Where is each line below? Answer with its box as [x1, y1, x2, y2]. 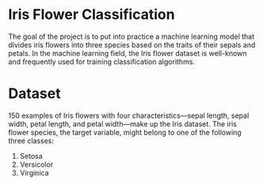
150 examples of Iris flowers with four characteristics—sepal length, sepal [8, 111, 250, 120]
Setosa [19, 151, 44, 160]
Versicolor [19, 160, 54, 169]
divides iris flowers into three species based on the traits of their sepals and [8, 40, 256, 49]
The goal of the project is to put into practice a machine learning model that [8, 32, 255, 41]
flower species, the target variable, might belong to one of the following [8, 127, 242, 137]
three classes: [8, 136, 54, 145]
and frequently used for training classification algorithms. [8, 57, 196, 66]
